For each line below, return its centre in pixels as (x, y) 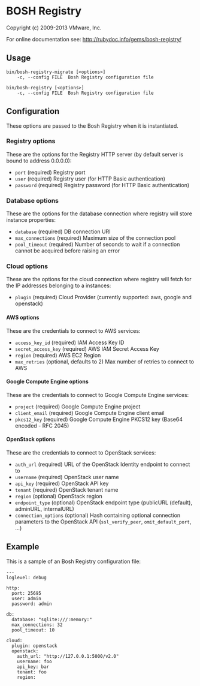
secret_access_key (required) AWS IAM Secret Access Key (87, 348)
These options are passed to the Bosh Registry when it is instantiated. (92, 126)
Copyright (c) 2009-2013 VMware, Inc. (54, 28)
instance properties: (31, 220)
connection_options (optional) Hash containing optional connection (98, 515)
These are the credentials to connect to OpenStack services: (81, 453)
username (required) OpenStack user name (67, 477)
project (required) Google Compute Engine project (78, 407)
